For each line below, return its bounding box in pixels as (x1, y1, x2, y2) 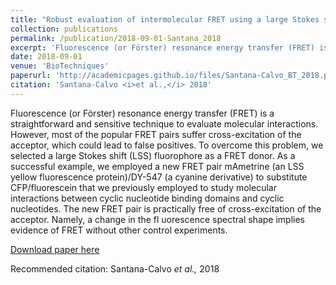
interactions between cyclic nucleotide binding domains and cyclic (10, 192, 285, 204)
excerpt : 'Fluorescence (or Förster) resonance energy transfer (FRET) (10, 42, 315, 53)
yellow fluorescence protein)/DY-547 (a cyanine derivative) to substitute (10, 171, 308, 183)
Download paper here (10, 243, 100, 255)
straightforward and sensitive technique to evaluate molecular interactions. (10, 117, 319, 130)
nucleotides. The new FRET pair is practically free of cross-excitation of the (10, 202, 322, 215)
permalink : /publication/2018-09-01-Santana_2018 (10, 33, 222, 43)
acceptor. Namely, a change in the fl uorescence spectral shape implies (10, 213, 305, 225)
